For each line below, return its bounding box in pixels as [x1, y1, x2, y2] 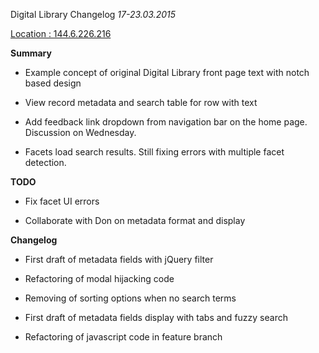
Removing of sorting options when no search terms [24, 292, 237, 304]
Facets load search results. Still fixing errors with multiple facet [24, 146, 285, 158]
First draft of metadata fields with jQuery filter [24, 254, 214, 265]
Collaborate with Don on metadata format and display [24, 215, 246, 226]
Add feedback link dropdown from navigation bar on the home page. [24, 116, 308, 128]
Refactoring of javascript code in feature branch [24, 331, 223, 343]
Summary [10, 47, 52, 59]
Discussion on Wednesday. [24, 127, 137, 138]
